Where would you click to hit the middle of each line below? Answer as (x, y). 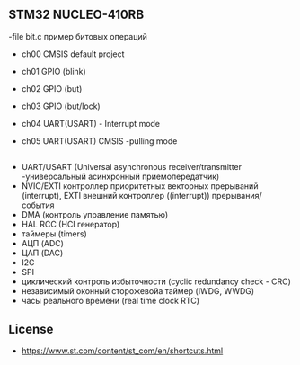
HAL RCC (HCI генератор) (71, 225)
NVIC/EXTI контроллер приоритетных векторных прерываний (140, 186)
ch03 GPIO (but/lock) (61, 106)
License (31, 329)
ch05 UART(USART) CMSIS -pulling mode (99, 141)
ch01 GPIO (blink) (53, 71)
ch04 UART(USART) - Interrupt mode (91, 123)
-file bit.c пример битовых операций (78, 36)
